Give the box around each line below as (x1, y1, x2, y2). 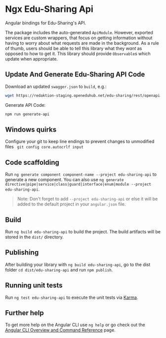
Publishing (5, 248, 39, 257)
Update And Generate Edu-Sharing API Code (5, 70, 145, 79)
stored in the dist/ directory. (5, 234, 64, 240)
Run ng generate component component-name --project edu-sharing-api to (5, 171, 157, 177)
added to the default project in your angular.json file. (17, 201, 126, 207)
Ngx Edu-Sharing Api (5, 3, 94, 15)
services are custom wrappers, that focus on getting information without (5, 35, 153, 41)
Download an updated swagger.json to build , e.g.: (5, 83, 107, 89)
